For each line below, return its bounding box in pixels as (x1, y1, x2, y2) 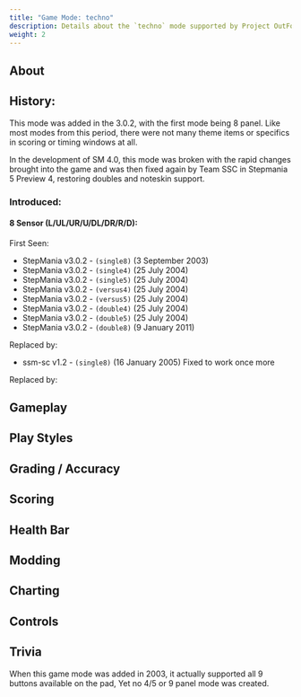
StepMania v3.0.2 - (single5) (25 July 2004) (21, 274, 189, 285)
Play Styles (9, 430, 73, 446)
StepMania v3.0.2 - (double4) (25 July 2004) (21, 303, 189, 313)
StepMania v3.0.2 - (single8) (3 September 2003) (21, 255, 209, 266)
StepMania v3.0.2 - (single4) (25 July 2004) (21, 264, 189, 275)
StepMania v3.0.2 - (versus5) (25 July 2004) (21, 293, 189, 304)
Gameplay (9, 401, 68, 416)
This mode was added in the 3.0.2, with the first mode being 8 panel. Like (9, 118, 280, 128)
